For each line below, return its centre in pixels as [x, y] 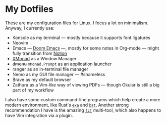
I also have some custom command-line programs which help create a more [83, 99]
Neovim [20, 42]
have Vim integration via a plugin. [39, 115]
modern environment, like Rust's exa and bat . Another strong [67, 105]
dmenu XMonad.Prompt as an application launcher [62, 64]
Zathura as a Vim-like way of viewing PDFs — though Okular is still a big [86, 84]
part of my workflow [33, 90]
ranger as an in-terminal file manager [50, 69]
